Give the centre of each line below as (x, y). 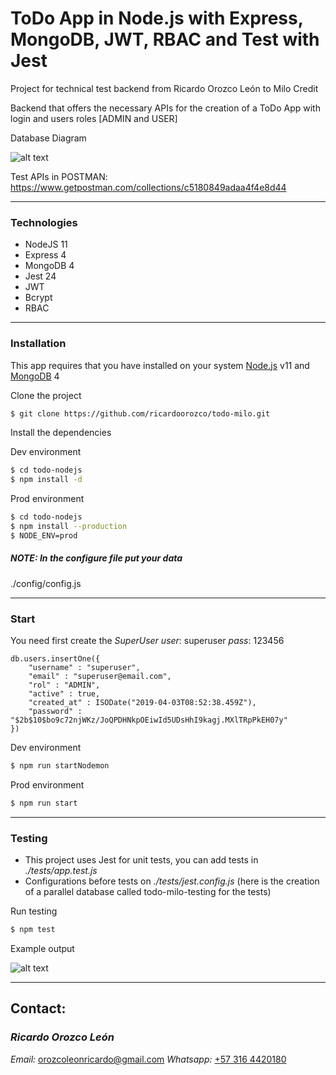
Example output (42, 948)
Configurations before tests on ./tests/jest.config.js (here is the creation (172, 881)
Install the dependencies (61, 433)
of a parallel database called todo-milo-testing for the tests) (148, 892)
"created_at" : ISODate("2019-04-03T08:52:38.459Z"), (142, 703)
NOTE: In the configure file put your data (96, 558)
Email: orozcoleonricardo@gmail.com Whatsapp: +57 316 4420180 (148, 1059)
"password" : (55, 712)
